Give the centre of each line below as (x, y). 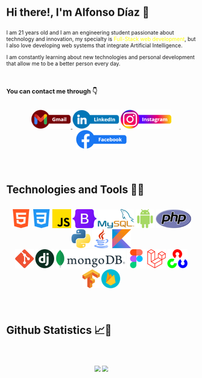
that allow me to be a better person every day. (63, 64)
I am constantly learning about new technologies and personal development (100, 57)
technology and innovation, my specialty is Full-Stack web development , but (101, 39)
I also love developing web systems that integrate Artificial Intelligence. (94, 45)
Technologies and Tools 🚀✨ (75, 189)
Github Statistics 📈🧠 (59, 330)
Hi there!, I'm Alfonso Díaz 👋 (78, 12)
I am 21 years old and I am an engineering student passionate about (90, 33)
